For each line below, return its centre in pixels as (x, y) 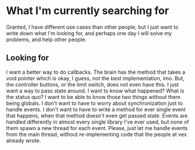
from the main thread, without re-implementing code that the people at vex (96, 134)
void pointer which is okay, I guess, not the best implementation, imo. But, (95, 78)
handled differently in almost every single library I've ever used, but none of (98, 122)
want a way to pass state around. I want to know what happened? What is (95, 91)
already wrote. (23, 140)
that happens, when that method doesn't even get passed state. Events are (97, 115)
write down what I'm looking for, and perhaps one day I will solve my (89, 33)
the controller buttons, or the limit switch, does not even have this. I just (93, 84)
